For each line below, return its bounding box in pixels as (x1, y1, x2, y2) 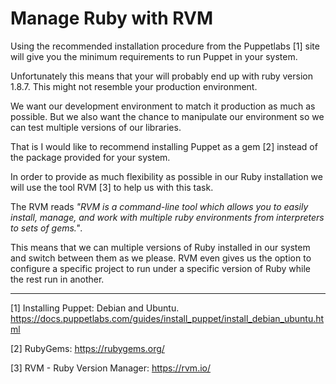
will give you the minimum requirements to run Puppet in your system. (10, 50, 298, 62)
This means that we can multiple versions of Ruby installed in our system (10, 241, 311, 253)
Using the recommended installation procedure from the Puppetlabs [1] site (10, 40, 320, 52)
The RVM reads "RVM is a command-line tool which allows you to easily (10, 200, 309, 212)
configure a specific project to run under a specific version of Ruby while (10, 262, 311, 274)
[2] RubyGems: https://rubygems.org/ (10, 342, 165, 354)
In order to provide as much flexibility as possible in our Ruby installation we (10, 170, 323, 182)
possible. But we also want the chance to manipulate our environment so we (10, 110, 325, 122)
